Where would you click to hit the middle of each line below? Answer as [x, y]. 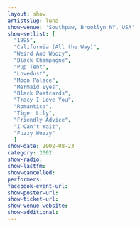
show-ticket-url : [33, 199]
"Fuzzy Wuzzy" [34, 133]
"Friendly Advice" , [43, 120]
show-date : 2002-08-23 [41, 147]
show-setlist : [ [31, 34]
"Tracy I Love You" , [44, 100]
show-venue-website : [38, 206]
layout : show [27, 14]
